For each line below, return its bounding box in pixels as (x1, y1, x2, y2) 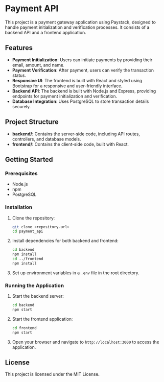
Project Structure (5, 118, 59, 126)
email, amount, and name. (12, 62, 65, 68)
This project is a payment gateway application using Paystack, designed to (5, 19, 156, 25)
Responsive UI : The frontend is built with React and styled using (12, 77, 142, 83)
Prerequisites (5, 170, 38, 177)
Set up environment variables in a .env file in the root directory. (12, 270, 140, 276)
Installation (5, 204, 33, 211)
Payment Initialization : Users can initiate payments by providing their (12, 57, 153, 63)
